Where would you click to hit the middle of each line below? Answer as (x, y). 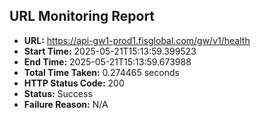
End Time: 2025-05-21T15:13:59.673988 (107, 61)
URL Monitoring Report (82, 16)
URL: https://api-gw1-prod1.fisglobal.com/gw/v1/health (137, 40)
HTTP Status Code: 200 (74, 83)
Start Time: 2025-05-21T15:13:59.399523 (110, 51)
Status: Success (58, 93)
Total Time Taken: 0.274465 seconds (101, 72)
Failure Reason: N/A (66, 104)
